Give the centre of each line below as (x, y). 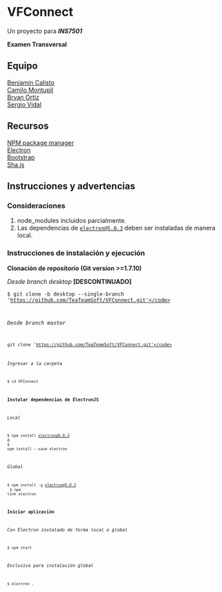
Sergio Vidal (24, 105)
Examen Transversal (37, 44)
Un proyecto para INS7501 (45, 31)
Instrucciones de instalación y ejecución (76, 253)
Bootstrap (21, 157)
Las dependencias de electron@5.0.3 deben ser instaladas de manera (116, 228)
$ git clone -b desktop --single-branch (66, 294)
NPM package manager (41, 142)
